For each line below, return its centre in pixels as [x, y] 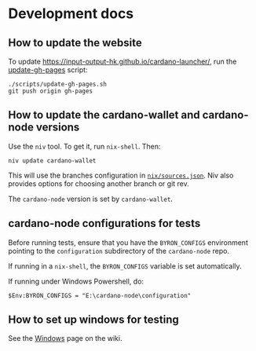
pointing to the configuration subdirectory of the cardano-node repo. [119, 250]
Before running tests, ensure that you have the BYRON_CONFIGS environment [128, 242]
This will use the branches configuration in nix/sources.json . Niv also [121, 175]
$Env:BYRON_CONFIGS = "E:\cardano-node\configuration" [100, 295]
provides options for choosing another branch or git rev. [99, 183]
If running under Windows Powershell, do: [76, 281]
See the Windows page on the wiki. [65, 338]
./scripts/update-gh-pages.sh [58, 84]
